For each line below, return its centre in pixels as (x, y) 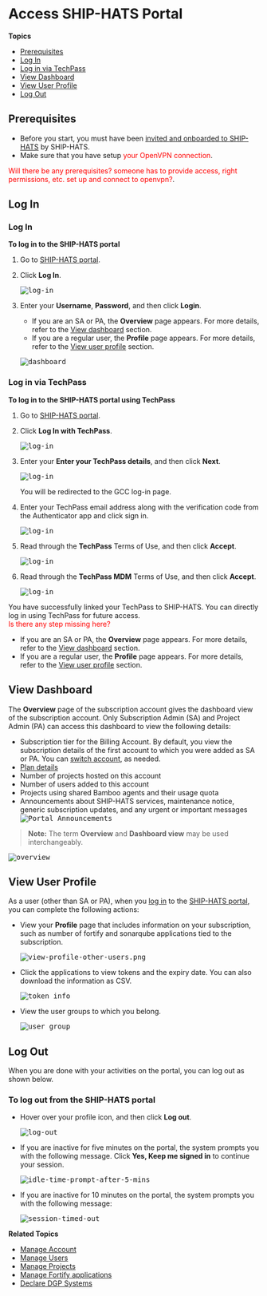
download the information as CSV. (76, 981)
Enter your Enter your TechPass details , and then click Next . (120, 461)
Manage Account (48, 1250)
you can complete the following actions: (74, 910)
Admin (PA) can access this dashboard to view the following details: (120, 726)
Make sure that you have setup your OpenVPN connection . (116, 155)
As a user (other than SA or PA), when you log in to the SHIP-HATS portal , (129, 901)
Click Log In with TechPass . (66, 430)
